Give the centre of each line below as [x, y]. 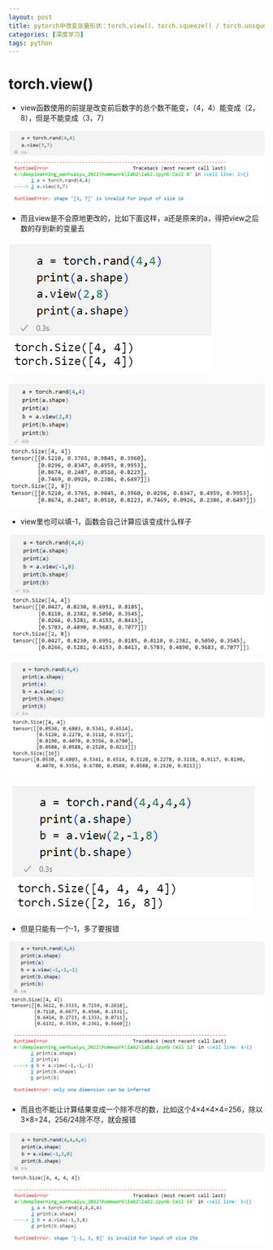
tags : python [30, 43]
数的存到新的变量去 [52, 229]
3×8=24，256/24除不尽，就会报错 [78, 1120]
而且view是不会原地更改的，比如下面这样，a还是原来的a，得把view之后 [139, 218]
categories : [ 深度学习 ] [46, 34]
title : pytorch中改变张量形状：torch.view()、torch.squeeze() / [114, 26]
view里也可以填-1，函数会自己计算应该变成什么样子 [106, 522]
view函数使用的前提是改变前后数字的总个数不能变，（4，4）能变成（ [134, 108]
